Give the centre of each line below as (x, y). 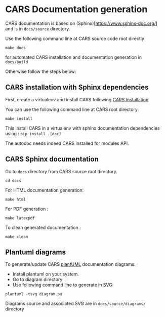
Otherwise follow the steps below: (41, 71)
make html (16, 199)
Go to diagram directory (37, 280)
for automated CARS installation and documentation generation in (74, 57)
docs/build (17, 62)
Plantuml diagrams (35, 252)
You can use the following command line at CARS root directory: (72, 109)
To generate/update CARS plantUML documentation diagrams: (70, 264)
